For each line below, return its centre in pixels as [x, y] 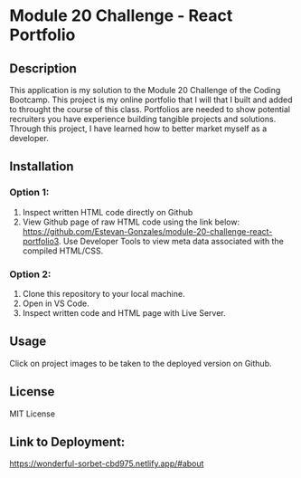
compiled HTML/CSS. [63, 251]
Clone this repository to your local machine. [103, 293]
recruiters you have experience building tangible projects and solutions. [143, 119]
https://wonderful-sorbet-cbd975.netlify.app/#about [107, 464]
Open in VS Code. [56, 303]
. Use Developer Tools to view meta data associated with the [171, 241]
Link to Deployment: [67, 442]
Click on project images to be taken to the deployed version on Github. [141, 363]
